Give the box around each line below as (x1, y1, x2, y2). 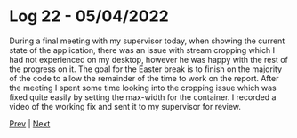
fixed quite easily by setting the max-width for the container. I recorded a (9, 91, 277, 103)
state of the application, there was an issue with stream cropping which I (9, 44, 276, 55)
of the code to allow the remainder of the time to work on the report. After (9, 73, 279, 83)
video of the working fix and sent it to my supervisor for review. (9, 101, 242, 111)
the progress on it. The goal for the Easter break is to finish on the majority (9, 64, 283, 74)
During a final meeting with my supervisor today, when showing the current (9, 35, 285, 46)
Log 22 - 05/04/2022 (9, 6, 169, 27)
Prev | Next (9, 118, 51, 129)
